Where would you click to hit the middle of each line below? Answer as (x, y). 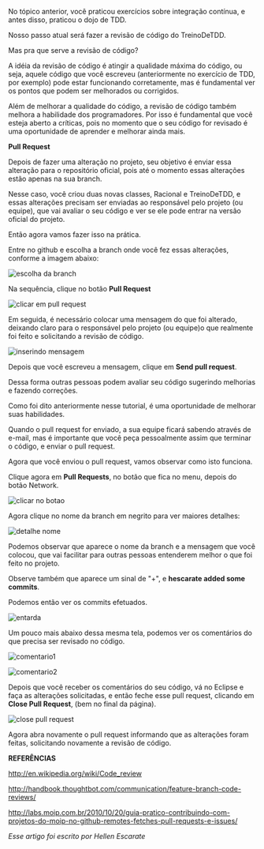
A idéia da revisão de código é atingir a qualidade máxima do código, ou (125, 66)
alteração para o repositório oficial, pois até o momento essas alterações (126, 170)
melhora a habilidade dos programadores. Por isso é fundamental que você (130, 115)
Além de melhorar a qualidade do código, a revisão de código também (122, 106)
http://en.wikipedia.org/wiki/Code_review (75, 774)
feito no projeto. (34, 563)
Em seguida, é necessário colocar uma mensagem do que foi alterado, (123, 319)
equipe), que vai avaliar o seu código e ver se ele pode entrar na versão (125, 211)
